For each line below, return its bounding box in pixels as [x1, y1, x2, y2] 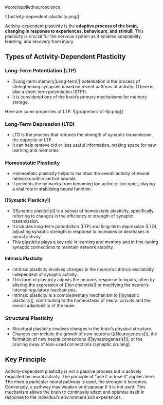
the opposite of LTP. [12, 136, 53, 143]
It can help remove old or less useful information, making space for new [12, 142, 157, 148]
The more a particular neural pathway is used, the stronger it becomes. [5, 379, 147, 385]
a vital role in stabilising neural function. [12, 186, 92, 192]
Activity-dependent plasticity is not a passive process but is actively [5, 368, 142, 374]
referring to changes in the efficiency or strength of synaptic [12, 213, 134, 219]
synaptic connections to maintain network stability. [12, 244, 114, 250]
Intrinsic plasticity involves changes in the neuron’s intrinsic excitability [12, 266, 154, 272]
